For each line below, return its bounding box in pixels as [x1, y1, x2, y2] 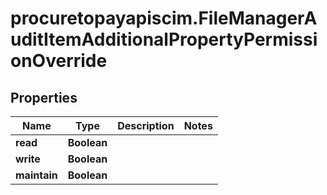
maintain [15, 168, 58, 182]
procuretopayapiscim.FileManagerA [10, 7, 318, 30]
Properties [10, 89, 78, 106]
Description [117, 119, 175, 132]
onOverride [10, 50, 108, 72]
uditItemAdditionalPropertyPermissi [10, 28, 318, 51]
